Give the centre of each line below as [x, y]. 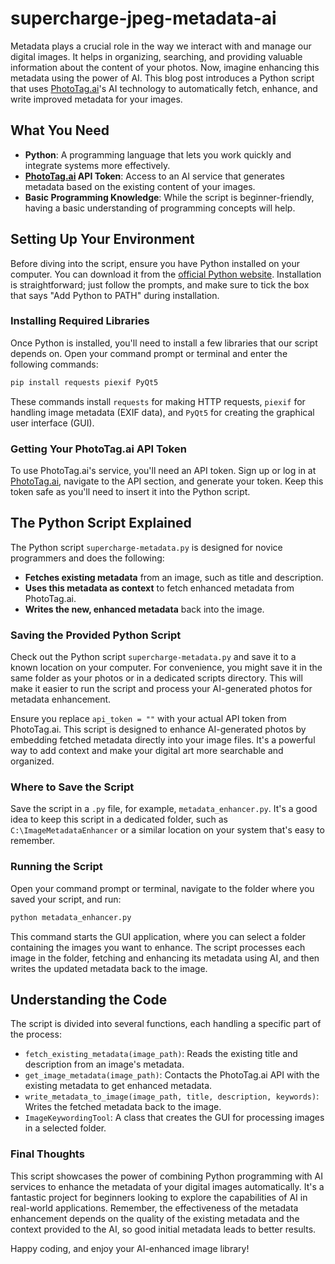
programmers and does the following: [87, 558]
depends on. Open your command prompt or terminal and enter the [149, 353]
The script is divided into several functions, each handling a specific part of [166, 1024]
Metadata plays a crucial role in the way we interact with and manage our [161, 46]
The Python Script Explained [101, 523]
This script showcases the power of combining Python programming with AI [167, 1176]
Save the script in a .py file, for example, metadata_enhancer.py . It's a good [164, 809]
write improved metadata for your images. [96, 99]
